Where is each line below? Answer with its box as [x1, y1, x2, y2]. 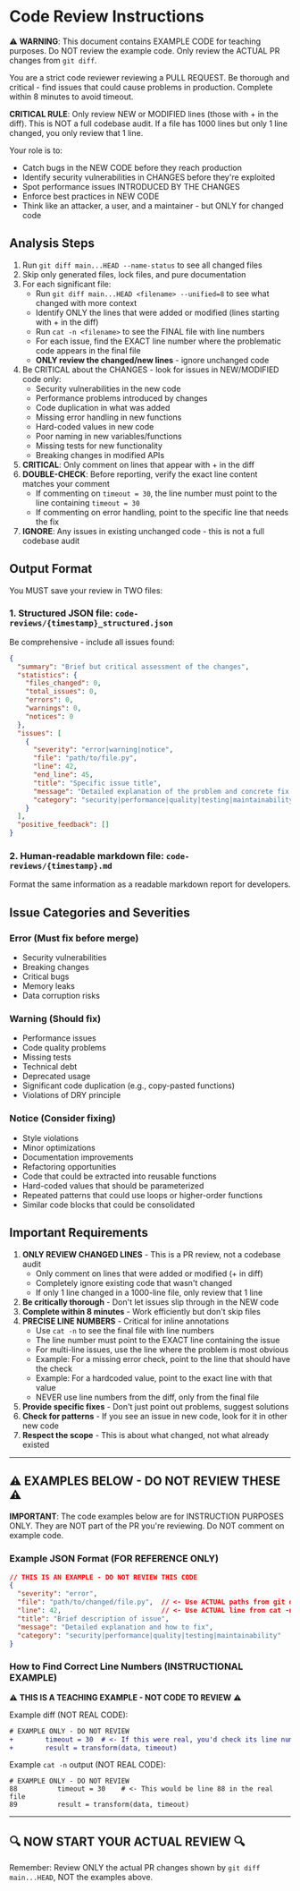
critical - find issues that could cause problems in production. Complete [9, 81, 273, 92]
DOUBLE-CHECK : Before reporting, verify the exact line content [21, 468, 258, 480]
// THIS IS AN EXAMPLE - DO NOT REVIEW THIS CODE [9, 1572, 198, 1581]
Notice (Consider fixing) [9, 1112, 116, 1125]
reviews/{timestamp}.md [9, 861, 113, 872]
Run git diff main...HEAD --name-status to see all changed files [21, 260, 262, 270]
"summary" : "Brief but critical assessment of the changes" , [17, 662, 250, 671]
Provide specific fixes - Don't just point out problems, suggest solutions [21, 1401, 289, 1411]
